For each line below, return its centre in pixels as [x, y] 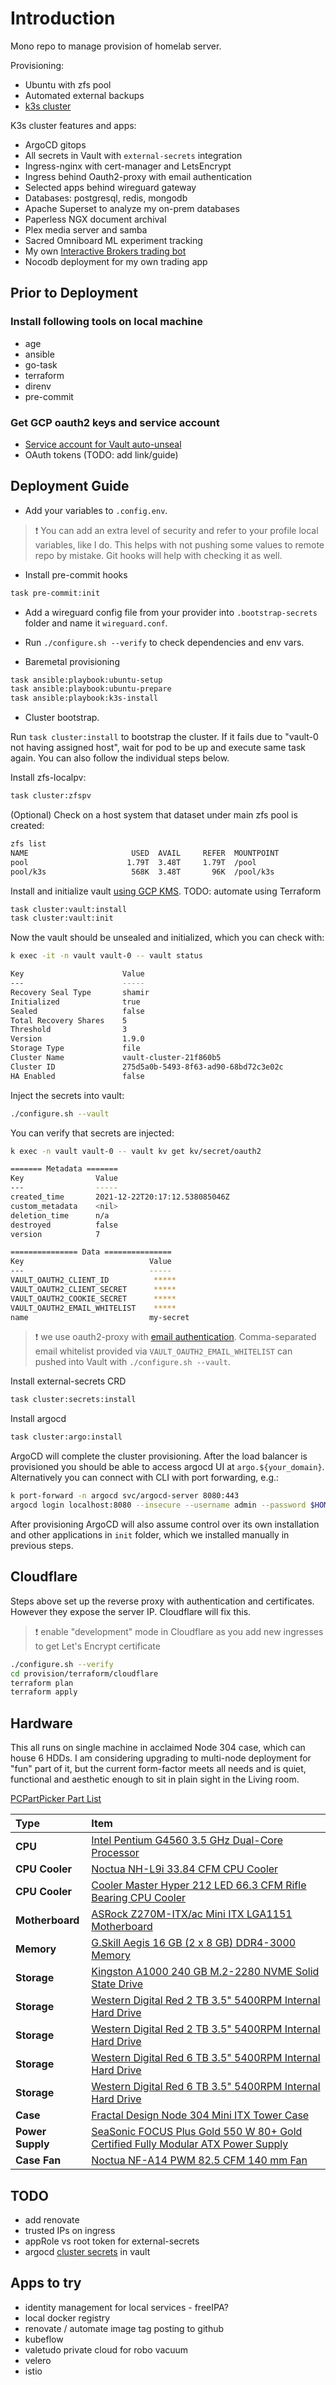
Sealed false [77, 1011]
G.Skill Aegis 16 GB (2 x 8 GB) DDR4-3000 [194, 1943]
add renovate [52, 2219]
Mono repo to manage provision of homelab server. [116, 46]
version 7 [55, 1234]
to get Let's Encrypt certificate [97, 1646]
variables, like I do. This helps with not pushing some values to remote [179, 544]
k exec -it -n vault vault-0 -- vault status [106, 956]
